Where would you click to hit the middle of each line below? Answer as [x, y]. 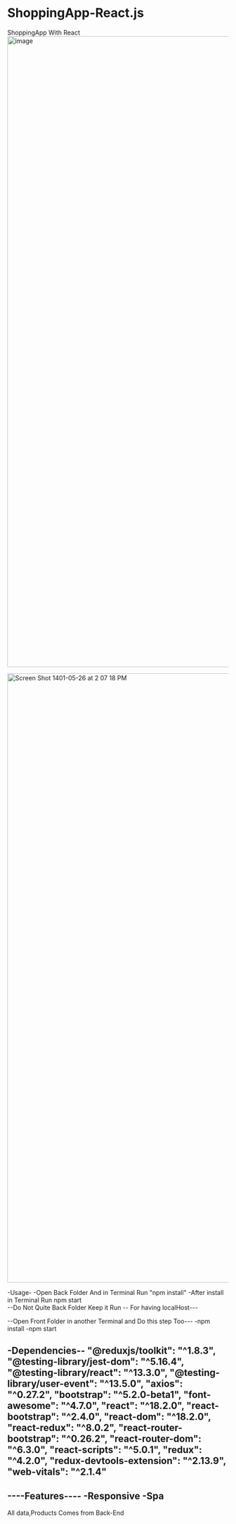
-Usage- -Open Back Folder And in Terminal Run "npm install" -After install [116, 1292]
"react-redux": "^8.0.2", [62, 1428]
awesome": [33, 1406]
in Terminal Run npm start [45, 1300]
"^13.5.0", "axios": [141, 1384]
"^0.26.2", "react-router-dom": [131, 1439]
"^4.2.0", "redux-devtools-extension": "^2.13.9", [117, 1461]
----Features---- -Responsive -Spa [86, 1496]
